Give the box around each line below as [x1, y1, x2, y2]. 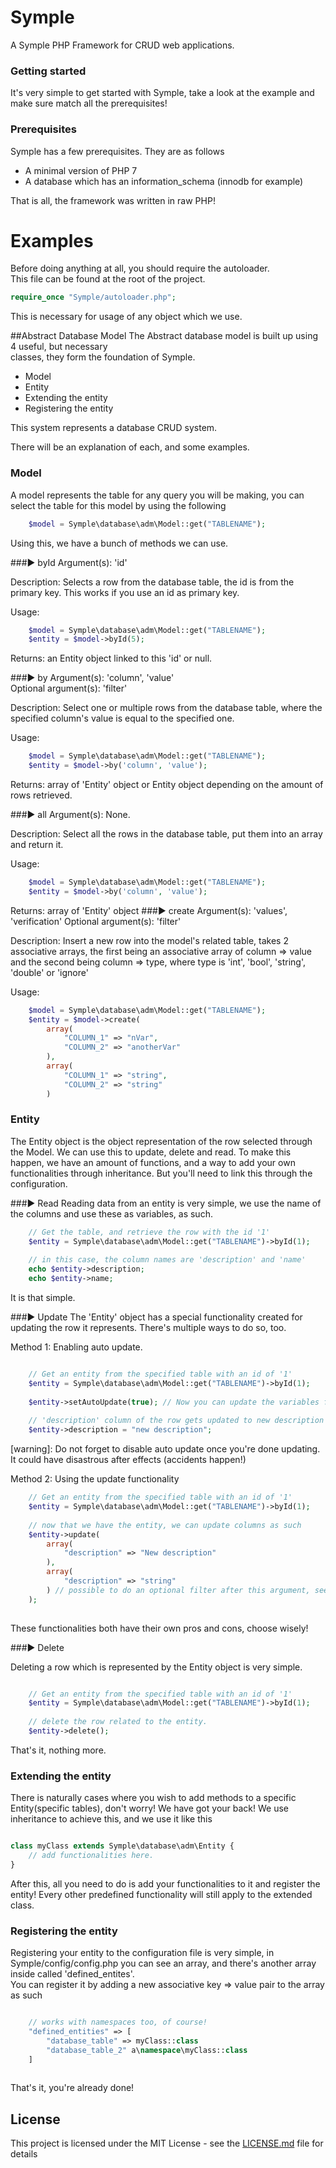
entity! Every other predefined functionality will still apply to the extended [10, 1888, 313, 1900]
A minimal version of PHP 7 [24, 164, 138, 176]
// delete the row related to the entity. [28, 1717, 208, 1727]
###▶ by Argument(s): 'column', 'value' [10, 672, 175, 684]
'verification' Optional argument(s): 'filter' [10, 915, 182, 927]
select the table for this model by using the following [10, 499, 227, 511]
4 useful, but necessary [10, 341, 108, 353]
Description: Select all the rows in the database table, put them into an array [10, 828, 323, 840]
